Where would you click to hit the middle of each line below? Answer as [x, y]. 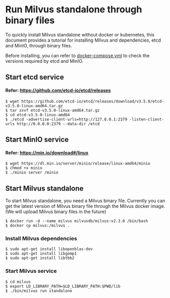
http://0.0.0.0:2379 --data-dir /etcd [58, 124]
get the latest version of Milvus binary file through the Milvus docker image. [85, 206]
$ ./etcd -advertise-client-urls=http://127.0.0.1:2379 [66, 119]
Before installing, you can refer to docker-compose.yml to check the [78, 56]
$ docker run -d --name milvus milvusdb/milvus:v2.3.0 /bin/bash [77, 221]
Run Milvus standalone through [74, 10]
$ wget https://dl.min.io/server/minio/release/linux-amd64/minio [78, 164]
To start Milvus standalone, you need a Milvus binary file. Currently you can [85, 200]
